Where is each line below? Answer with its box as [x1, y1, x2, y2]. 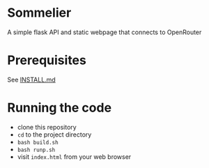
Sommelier [7, 5, 72, 21]
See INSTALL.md [7, 75, 56, 84]
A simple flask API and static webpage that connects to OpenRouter [7, 28, 202, 36]
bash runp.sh [17, 146, 56, 153]
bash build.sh [17, 139, 59, 146]
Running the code [7, 100, 112, 116]
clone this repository [17, 123, 77, 131]
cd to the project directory [17, 130, 92, 139]
